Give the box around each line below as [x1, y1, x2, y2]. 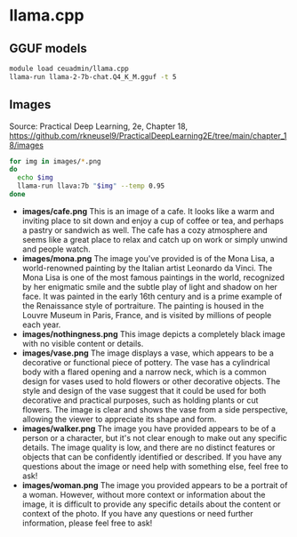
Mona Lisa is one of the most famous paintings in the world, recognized [21, 272, 285, 283]
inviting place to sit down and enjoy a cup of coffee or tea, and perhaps [21, 215, 285, 226]
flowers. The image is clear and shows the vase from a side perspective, [21, 404, 288, 414]
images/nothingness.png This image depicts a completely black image [21, 328, 286, 339]
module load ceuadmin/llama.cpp [9, 64, 129, 73]
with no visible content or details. [21, 338, 144, 349]
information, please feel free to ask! [21, 517, 153, 528]
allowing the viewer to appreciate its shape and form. [21, 413, 217, 424]
